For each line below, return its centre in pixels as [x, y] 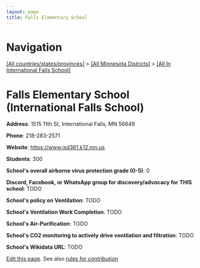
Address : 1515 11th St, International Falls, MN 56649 [71, 124]
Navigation [34, 47]
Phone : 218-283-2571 [33, 136]
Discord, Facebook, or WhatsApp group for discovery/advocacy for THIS [99, 182]
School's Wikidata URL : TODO [45, 247]
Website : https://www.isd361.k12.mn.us [56, 148]
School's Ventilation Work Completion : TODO [64, 212]
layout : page [23, 12]
